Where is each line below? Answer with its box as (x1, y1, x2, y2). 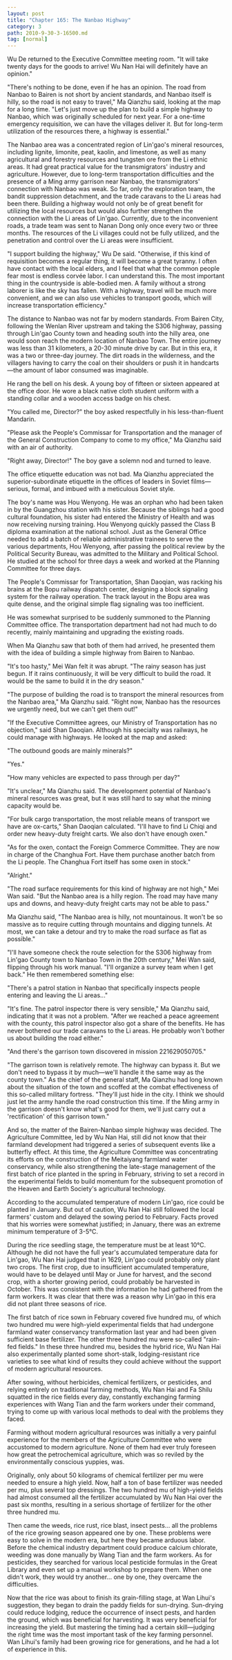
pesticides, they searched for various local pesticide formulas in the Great (7, 1558, 217, 1567)
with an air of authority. (7, 443, 74, 452)
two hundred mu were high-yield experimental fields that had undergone (7, 1321, 214, 1329)
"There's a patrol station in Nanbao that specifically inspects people (7, 984, 200, 992)
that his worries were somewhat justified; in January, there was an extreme (7, 1220, 221, 1229)
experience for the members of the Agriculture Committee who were (7, 1436, 202, 1444)
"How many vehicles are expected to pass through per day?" (7, 774, 181, 782)
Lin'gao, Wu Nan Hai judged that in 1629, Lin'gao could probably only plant (7, 1256, 220, 1264)
